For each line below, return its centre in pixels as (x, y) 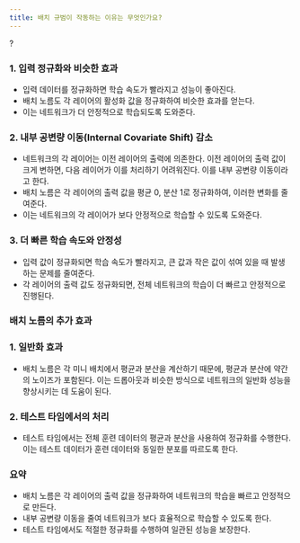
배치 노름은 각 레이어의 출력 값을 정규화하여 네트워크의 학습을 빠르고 (141, 496)
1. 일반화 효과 (36, 347)
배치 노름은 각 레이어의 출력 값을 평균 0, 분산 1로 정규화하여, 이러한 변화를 (150, 192)
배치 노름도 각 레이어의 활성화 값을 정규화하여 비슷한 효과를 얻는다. (138, 101)
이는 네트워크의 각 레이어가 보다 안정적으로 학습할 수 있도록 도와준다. (142, 215)
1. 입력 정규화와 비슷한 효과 (64, 68)
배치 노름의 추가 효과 (51, 321)
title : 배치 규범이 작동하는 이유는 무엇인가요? (86, 18)
